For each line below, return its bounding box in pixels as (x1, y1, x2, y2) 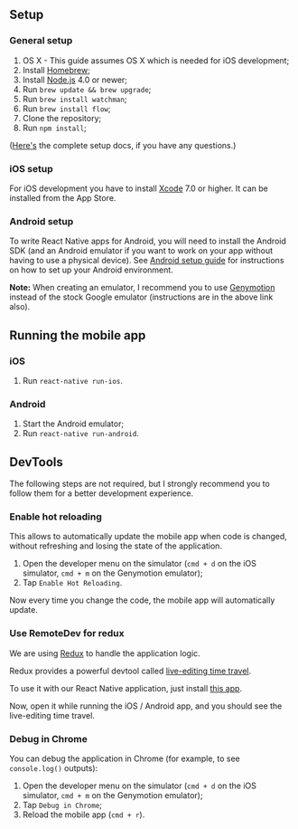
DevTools (9, 454, 63, 470)
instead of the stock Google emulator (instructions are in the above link (9, 291, 274, 302)
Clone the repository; (22, 112, 102, 123)
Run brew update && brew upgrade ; (22, 83, 152, 94)
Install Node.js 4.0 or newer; (22, 74, 128, 85)
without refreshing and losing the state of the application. (9, 540, 223, 551)
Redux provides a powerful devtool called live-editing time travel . (9, 665, 252, 676)
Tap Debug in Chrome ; (22, 799, 102, 810)
